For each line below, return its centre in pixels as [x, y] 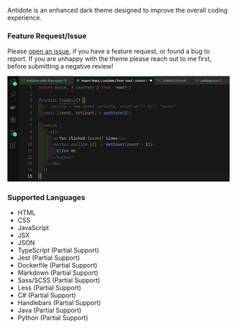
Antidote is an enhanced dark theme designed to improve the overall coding [117, 10]
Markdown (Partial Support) [58, 273]
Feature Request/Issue [47, 36]
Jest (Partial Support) [49, 258]
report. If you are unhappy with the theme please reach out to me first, [109, 59]
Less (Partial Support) [49, 288]
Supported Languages [47, 197]
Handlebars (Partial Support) [59, 303]
